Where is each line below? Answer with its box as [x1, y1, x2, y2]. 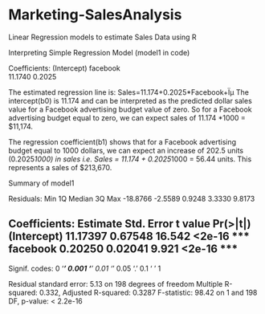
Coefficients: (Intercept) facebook [8, 63, 120, 73]
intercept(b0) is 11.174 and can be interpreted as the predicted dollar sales [8, 96, 253, 105]
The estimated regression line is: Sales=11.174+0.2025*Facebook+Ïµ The [8, 87, 249, 97]
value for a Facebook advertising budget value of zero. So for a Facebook [8, 104, 253, 114]
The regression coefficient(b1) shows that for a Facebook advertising [8, 137, 237, 146]
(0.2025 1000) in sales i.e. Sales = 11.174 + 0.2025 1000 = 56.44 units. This [8, 154, 252, 164]
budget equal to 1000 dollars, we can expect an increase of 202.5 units [8, 145, 243, 155]
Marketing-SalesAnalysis [8, 6, 182, 24]
